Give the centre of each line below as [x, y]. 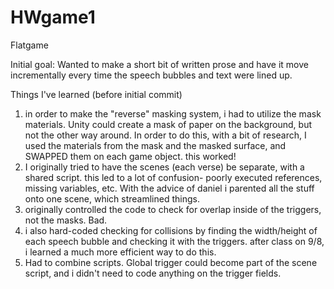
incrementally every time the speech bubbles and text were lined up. [151, 75]
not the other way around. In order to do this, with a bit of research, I [165, 135]
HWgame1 [53, 17]
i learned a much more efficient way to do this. [120, 252]
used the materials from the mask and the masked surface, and [155, 145]
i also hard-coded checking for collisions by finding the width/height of [171, 230]
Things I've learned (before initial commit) [96, 94]
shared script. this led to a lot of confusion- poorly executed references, [173, 177]
